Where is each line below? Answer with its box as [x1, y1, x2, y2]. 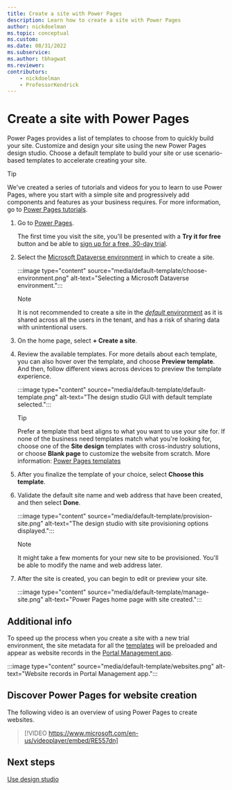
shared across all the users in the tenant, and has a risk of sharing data [17, 315, 220, 324]
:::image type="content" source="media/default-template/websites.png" [7, 662, 215, 670]
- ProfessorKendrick [19, 81, 79, 88]
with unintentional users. [17, 323, 88, 331]
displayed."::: [17, 527, 55, 535]
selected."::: [17, 400, 52, 409]
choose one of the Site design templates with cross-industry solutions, [17, 442, 220, 450]
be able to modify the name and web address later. [17, 561, 163, 570]
